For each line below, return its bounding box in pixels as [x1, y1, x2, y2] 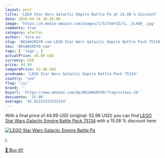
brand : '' [5, 85, 26, 90]
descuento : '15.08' [5, 94, 45, 99]
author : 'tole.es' [5, 35, 43, 40]
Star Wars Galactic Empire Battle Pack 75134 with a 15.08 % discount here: [5, 118, 157, 124]
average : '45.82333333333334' [5, 99, 68, 104]
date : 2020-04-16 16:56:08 [5, 16, 61, 21]
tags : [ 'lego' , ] [5, 48, 43, 53]
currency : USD [5, 58, 35, 63]
